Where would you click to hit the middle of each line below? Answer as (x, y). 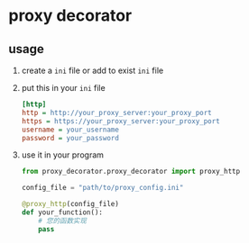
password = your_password (70, 138)
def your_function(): (62, 212)
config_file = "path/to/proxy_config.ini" (102, 188)
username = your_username (70, 130)
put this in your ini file (63, 88)
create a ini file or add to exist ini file (92, 70)
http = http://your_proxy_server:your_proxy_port (117, 112)
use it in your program (63, 155)
